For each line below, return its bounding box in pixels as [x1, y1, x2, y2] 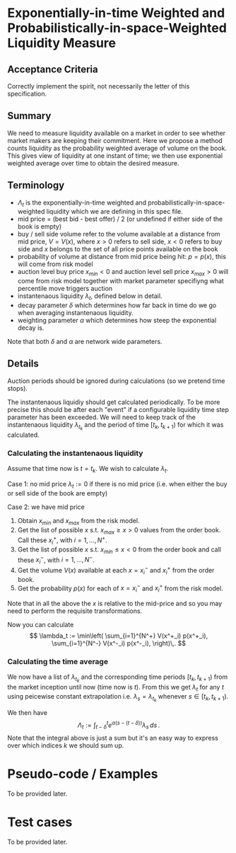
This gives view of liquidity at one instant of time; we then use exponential [7, 151, 223, 160]
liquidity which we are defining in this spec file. [46, 207, 183, 216]
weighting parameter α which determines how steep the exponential [17, 316, 217, 325]
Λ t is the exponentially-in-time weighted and [17, 198, 147, 208]
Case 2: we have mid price [7, 503, 85, 511]
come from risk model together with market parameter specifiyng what [17, 277, 224, 285]
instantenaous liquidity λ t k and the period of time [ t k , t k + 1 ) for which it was [7, 420, 224, 431]
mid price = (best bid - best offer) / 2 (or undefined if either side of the [17, 214, 223, 224]
